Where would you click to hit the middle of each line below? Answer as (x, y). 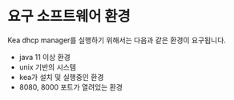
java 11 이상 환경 (45, 57)
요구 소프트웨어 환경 (69, 16)
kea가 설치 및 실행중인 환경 (61, 77)
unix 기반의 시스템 (48, 67)
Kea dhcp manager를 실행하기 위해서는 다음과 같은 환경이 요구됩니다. (117, 40)
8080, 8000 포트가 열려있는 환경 (71, 87)
